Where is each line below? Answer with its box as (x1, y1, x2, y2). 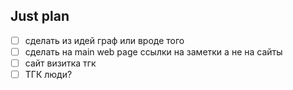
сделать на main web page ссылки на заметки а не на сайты (24, 45, 283, 58)
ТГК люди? (24, 69, 73, 80)
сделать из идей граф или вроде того (24, 34, 185, 46)
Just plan (10, 8, 70, 25)
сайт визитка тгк (24, 57, 97, 69)
